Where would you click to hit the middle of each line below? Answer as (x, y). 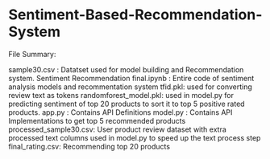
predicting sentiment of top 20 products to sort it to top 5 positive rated (127, 104)
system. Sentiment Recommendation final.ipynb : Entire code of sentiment (131, 78)
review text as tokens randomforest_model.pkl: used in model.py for (121, 95)
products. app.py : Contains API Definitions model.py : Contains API (120, 112)
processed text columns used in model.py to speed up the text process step (135, 137)
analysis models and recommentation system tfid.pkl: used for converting (130, 87)
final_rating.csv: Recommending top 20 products (89, 146)
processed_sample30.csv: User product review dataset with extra (118, 129)
